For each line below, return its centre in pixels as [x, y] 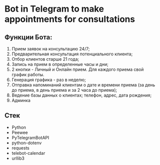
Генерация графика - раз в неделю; [49, 80]
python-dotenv [27, 143]
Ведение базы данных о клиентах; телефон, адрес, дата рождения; [81, 95]
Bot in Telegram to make [54, 9]
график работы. [28, 74]
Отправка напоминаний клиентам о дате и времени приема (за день [83, 85]
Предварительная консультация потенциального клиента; [72, 54]
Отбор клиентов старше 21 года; [45, 59]
